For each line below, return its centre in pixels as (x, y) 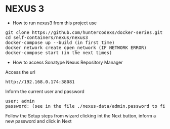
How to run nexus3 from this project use (55, 23)
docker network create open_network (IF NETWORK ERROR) (76, 48)
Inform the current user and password (45, 91)
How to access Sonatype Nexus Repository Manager (68, 62)
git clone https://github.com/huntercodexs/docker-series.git (84, 32)
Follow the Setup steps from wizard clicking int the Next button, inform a (81, 116)
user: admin (20, 101)
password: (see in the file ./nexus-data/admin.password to (81, 106)
